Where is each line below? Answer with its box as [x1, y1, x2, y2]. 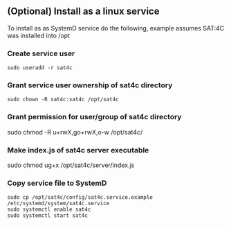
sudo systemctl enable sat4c [7, 206, 91, 214]
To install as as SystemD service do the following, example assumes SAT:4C [7, 24, 225, 32]
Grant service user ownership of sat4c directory [7, 80, 173, 90]
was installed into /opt [7, 31, 71, 40]
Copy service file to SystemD [7, 178, 107, 188]
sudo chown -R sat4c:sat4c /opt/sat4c [7, 96, 119, 103]
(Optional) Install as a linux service [7, 6, 160, 17]
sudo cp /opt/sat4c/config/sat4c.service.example [7, 194, 154, 201]
